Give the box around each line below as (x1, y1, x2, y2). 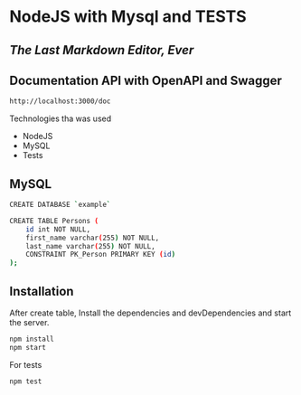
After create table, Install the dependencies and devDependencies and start (9, 307, 292, 318)
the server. (9, 317, 50, 328)
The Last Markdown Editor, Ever (9, 42, 194, 58)
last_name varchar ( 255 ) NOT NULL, (25, 241, 155, 250)
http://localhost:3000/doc (9, 97, 111, 106)
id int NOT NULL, (25, 224, 91, 234)
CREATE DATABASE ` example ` (9, 201, 111, 210)
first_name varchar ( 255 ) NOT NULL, (25, 233, 160, 242)
